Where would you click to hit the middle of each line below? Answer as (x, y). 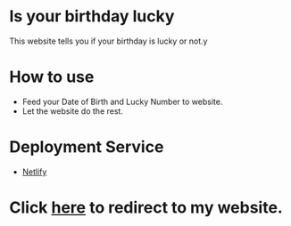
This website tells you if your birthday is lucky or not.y (108, 41)
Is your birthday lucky (92, 16)
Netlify (34, 172)
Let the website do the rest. (72, 111)
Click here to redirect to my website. (146, 207)
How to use (52, 77)
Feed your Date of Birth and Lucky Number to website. (122, 101)
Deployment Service (87, 147)
